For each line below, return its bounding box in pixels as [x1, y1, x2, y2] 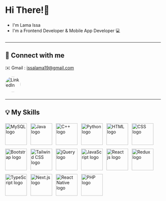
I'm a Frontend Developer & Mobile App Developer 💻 [12, 28, 121, 34]
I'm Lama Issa [12, 22, 41, 28]
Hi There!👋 [5, 4, 50, 16]
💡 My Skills [5, 108, 40, 117]
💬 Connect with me [5, 51, 65, 60]
